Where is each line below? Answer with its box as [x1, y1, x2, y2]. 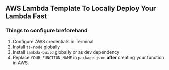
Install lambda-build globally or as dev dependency [12, 49, 120, 55]
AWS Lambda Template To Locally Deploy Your [5, 4, 156, 13]
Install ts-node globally [12, 44, 60, 50]
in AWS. [12, 60, 29, 66]
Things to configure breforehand [5, 27, 88, 34]
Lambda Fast [5, 12, 47, 21]
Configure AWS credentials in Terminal [12, 38, 94, 44]
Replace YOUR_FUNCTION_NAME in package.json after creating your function [12, 54, 164, 60]
